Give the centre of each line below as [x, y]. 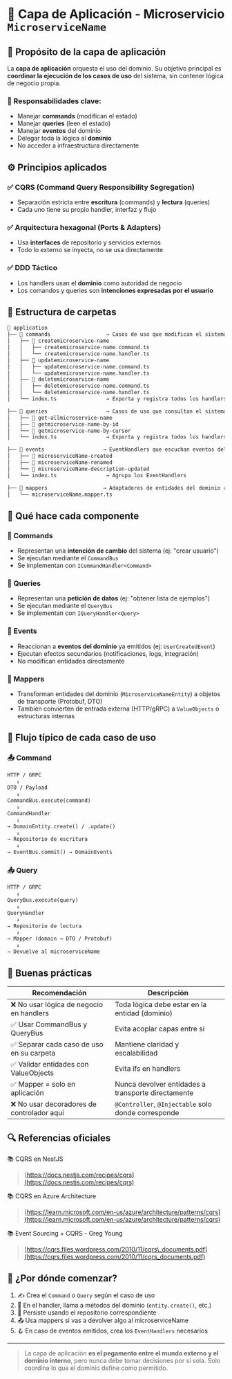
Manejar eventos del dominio [59, 131]
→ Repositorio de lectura [44, 926]
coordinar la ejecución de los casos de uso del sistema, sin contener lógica [115, 76]
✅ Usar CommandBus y [49, 1024]
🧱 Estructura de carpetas [62, 312]
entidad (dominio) [144, 1013]
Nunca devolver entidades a [160, 1084]
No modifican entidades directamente [71, 661]
